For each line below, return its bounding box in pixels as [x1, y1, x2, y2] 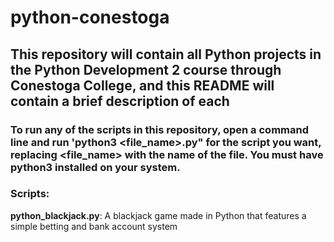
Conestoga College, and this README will [10, 77, 275, 94]
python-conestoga [10, 6, 170, 29]
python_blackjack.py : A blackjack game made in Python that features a [10, 209, 307, 221]
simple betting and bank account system [10, 220, 178, 232]
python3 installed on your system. [10, 160, 181, 174]
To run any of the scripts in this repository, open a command [10, 122, 310, 136]
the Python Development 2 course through [10, 61, 282, 78]
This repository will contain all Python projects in [10, 46, 322, 63]
